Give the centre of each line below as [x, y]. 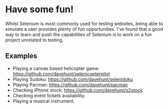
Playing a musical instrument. [44, 101]
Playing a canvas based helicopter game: [56, 68]
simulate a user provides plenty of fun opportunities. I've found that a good [84, 29]
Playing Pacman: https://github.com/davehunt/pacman [70, 84]
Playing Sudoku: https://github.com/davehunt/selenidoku [73, 79]
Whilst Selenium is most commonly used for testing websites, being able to [84, 24]
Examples [21, 56]
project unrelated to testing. [34, 40]
